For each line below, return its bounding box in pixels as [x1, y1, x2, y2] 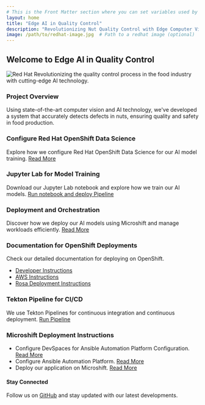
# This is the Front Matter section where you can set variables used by [6, 9, 198, 15]
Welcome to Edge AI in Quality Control [6, 54, 154, 65]
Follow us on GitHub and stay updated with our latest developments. [6, 392, 178, 399]
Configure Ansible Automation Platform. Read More [15, 358, 145, 365]
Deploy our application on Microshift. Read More [15, 364, 137, 371]
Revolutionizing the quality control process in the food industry [34, 70, 192, 78]
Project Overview [6, 92, 59, 101]
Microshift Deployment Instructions [6, 330, 114, 339]
